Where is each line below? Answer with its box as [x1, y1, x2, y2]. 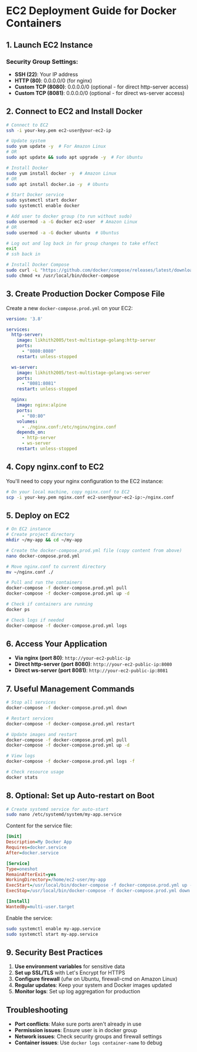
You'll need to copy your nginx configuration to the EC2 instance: [6, 477, 164, 484]
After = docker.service [6, 850, 59, 856]
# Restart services [6, 715, 54, 721]
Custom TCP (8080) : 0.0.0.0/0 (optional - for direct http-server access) [14, 83, 189, 90]
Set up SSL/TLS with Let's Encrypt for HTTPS [14, 969, 125, 976]
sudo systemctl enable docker [6, 203, 80, 209]
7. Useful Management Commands [6, 684, 135, 694]
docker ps [6, 606, 30, 612]
